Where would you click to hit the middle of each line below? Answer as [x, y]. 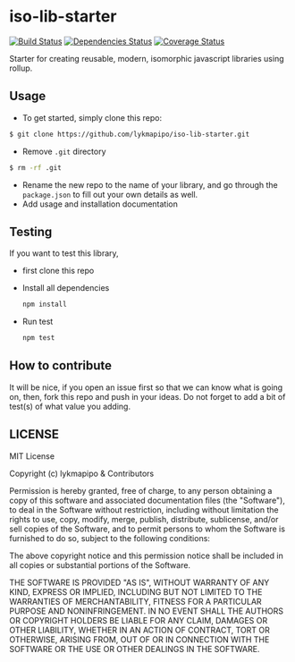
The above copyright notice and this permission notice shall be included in [146, 556]
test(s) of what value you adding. [70, 406]
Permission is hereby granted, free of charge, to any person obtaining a [141, 490]
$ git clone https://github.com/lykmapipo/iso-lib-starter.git [130, 134]
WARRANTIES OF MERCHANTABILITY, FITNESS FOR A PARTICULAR [135, 601]
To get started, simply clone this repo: [92, 117]
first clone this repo [58, 271]
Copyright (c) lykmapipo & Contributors [82, 473]
